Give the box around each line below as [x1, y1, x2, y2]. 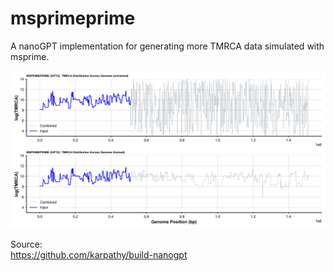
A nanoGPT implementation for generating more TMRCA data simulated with [10, 40, 325, 52]
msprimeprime [10, 7, 136, 30]
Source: [10, 238, 43, 250]
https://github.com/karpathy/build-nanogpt [10, 248, 188, 261]
